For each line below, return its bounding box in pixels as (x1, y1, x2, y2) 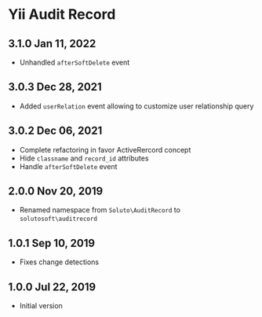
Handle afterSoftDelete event (19, 161, 118, 171)
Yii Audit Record (8, 6, 116, 24)
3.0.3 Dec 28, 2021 (8, 80, 102, 94)
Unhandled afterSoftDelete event (19, 57, 130, 67)
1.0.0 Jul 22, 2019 (8, 280, 96, 293)
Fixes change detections (19, 257, 100, 267)
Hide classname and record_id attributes (19, 153, 149, 163)
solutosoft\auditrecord (19, 215, 98, 223)
